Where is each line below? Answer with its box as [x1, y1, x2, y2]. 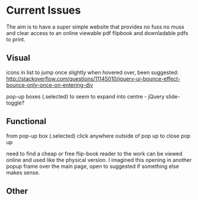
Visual [6, 53, 31, 63]
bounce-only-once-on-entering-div [6, 81, 93, 88]
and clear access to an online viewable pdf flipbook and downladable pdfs [6, 29, 188, 36]
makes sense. [6, 169, 40, 176]
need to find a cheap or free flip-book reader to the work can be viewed [6, 150, 183, 157]
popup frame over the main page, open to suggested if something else [6, 163, 180, 170]
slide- [165, 93, 180, 100]
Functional [6, 116, 46, 126]
